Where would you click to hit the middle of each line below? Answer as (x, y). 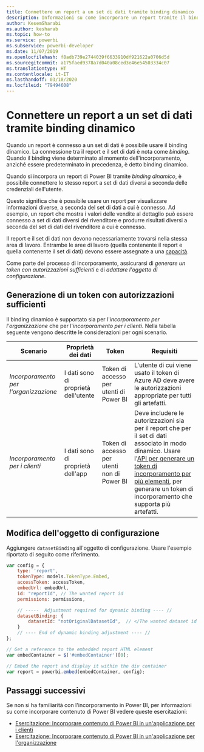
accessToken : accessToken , (51, 583)
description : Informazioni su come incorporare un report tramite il (96, 18)
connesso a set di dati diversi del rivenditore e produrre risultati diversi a (97, 220)
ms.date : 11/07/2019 (32, 52)
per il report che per (163, 428)
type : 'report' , (38, 571)
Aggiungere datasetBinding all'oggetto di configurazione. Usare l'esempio (99, 548)
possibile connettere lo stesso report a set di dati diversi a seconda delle (97, 182)
